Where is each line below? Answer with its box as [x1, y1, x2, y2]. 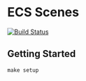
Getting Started [7, 48, 76, 60]
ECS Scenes [7, 4, 79, 20]
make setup [7, 66, 39, 74]
